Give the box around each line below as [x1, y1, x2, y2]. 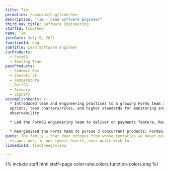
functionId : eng [5, 40, 39, 45]
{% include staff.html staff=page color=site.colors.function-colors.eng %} [5, 161, 158, 167]
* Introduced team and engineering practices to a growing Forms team [10, 101, 161, 106]
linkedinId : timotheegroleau [5, 143, 66, 148]
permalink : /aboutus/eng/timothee [5, 12, 78, 17]
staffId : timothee [5, 26, 44, 31]
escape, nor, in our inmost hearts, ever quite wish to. [10, 138, 132, 143]
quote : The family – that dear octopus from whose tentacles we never [5, 133, 156, 139]
